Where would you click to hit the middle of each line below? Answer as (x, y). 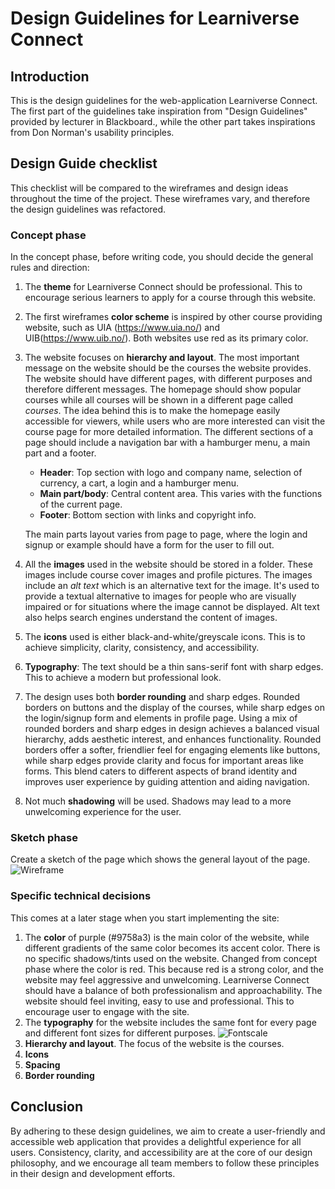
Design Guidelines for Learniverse (155, 18)
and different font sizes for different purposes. (120, 1033)
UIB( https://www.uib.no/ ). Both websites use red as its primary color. (166, 338)
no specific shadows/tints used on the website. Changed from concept (171, 958)
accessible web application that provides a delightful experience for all (156, 1141)
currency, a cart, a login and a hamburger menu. (139, 483)
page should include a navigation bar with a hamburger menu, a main (167, 443)
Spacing (42, 1064)
